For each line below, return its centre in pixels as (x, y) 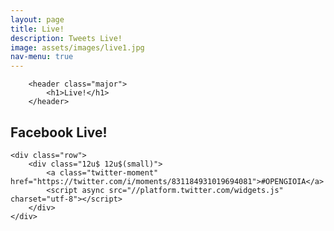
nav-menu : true (42, 57)
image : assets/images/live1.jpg (77, 47)
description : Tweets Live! (66, 38)
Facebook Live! (59, 132)
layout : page (37, 19)
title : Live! (37, 29)
